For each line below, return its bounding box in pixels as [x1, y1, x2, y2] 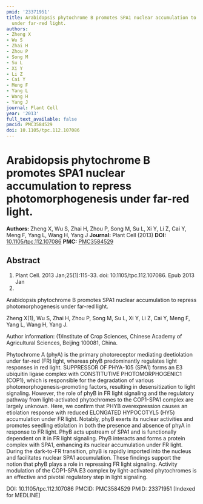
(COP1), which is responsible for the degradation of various [6, 377, 155, 384]
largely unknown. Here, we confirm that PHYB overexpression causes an [6, 402, 188, 409]
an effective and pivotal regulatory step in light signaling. [6, 473, 148, 480]
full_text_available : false [6, 116, 78, 122]
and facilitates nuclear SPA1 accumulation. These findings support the [6, 454, 181, 461]
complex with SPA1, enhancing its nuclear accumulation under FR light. [6, 441, 183, 448]
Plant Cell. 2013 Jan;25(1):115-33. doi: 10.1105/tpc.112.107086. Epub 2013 [15, 271, 195, 279]
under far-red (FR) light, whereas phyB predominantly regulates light [6, 357, 178, 365]
